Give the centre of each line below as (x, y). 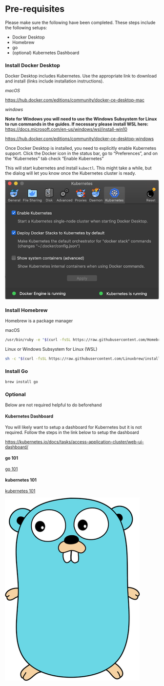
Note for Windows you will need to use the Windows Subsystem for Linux (81, 119)
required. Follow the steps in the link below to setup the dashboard (72, 432)
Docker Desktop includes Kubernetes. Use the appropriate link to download (81, 76)
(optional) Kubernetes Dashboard (46, 53)
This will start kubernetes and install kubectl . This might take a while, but (79, 168)
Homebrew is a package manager (39, 321)
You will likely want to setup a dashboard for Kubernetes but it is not (73, 427)
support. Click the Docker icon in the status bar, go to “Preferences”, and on (81, 153)
